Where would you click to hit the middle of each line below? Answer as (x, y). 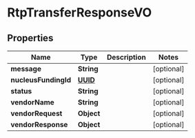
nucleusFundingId (41, 80)
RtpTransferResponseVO (80, 13)
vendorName (33, 102)
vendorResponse (39, 125)
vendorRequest (37, 113)
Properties (30, 38)
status (21, 91)
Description (126, 57)
